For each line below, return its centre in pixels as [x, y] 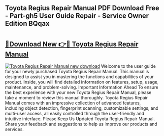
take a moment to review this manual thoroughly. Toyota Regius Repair [77, 98]
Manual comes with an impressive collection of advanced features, [73, 103]
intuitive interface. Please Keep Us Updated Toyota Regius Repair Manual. [80, 119]
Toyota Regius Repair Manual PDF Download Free [82, 8]
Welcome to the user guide [128, 66]
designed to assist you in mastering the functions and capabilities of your [80, 77]
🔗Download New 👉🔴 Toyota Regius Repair [72, 44]
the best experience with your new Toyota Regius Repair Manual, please [78, 92]
